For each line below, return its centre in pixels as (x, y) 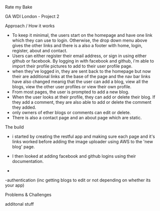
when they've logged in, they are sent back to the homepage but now (81, 71)
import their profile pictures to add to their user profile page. (72, 66)
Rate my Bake (19, 7)
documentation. (28, 161)
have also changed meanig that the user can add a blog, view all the (80, 81)
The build (15, 127)
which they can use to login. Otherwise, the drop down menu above (80, 40)
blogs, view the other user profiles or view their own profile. (72, 87)
